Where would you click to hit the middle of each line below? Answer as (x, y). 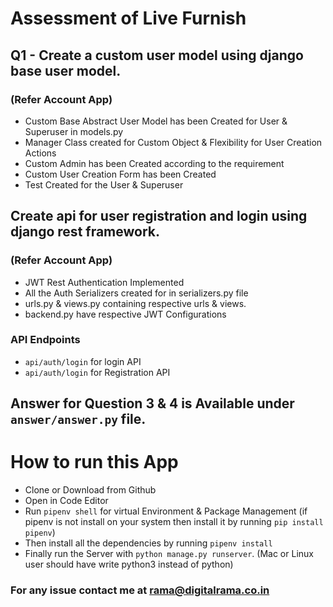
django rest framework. (85, 232)
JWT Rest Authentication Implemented (104, 282)
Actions (40, 153)
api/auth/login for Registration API (97, 372)
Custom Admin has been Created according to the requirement (154, 163)
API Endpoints (45, 340)
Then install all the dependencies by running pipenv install (148, 543)
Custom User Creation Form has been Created (120, 174)
